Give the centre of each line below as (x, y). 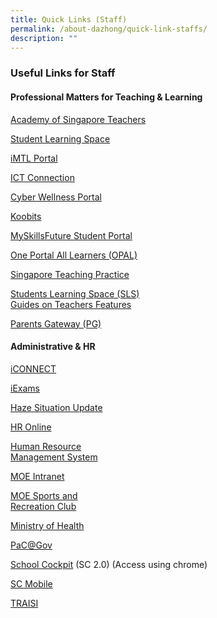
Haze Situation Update (56, 407)
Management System (54, 457)
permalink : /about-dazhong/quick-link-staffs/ (109, 29)
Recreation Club (43, 506)
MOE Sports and (44, 495)
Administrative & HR (53, 347)
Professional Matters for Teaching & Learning (106, 97)
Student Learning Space (60, 138)
